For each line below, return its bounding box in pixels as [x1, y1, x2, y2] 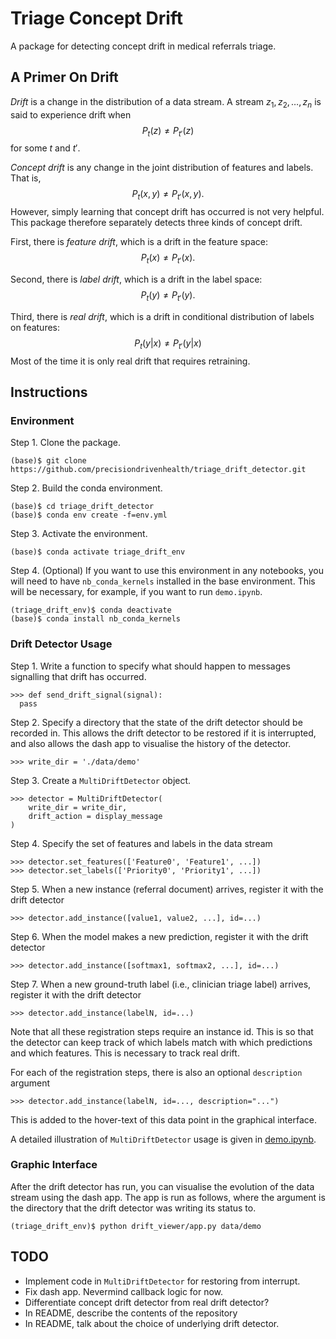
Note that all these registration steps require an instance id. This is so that [10, 1025, 314, 1037]
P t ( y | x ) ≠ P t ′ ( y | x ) [134, 337, 202, 351]
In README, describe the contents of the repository [24, 1307, 238, 1319]
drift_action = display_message [28, 811, 163, 821]
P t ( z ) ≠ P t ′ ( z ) [141, 124, 195, 139]
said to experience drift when [10, 108, 132, 121]
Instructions [10, 383, 88, 401]
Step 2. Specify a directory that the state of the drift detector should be [10, 716, 303, 728]
